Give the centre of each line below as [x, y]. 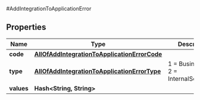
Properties [26, 27]
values [19, 88]
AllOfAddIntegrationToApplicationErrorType [98, 71]
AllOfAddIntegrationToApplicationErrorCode [98, 54]
